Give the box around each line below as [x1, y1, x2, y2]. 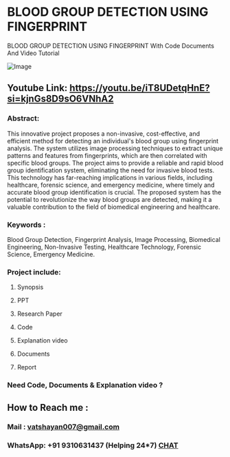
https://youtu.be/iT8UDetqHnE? [69, 82, 211, 94]
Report [16, 363, 36, 372]
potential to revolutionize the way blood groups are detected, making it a [7, 195, 212, 203]
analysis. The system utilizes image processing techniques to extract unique [7, 144, 223, 152]
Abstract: [7, 114, 40, 123]
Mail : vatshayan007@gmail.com [7, 422, 120, 431]
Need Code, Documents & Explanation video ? [7, 380, 163, 390]
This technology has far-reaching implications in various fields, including [7, 173, 213, 181]
